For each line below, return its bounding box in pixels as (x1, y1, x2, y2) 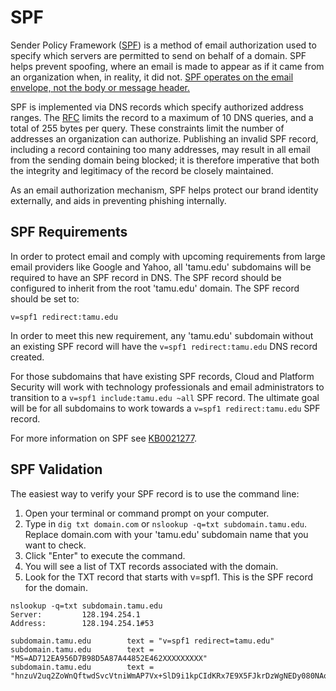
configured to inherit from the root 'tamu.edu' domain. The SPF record (10, 282, 300, 294)
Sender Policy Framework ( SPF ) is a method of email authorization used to (10, 39, 317, 51)
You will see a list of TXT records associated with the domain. (24, 560, 279, 572)
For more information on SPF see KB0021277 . (10, 432, 197, 444)
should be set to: (10, 292, 80, 305)
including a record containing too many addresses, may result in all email (10, 143, 311, 155)
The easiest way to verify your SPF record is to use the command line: (10, 487, 300, 500)
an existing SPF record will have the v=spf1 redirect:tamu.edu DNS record (10, 340, 318, 352)
